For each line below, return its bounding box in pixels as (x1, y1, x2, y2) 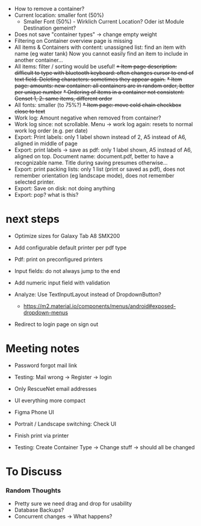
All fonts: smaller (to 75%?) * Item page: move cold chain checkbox (14, 101, 182, 108)
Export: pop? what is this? (14, 191, 79, 198)
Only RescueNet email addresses (14, 385, 97, 392)
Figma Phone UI (14, 408, 55, 415)
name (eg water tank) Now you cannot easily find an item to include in (14, 50, 188, 57)
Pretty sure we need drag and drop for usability (14, 500, 132, 507)
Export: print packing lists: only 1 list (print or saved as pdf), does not (14, 165, 185, 173)
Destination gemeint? (23, 24, 76, 31)
